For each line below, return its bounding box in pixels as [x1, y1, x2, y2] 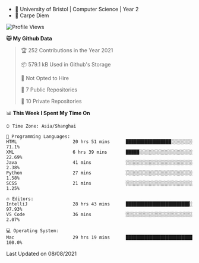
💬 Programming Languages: [6, 134, 70, 140]
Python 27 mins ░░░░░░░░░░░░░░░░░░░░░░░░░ [6, 170, 193, 176]
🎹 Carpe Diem [14, 12, 49, 19]
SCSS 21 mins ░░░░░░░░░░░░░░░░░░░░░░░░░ [6, 180, 193, 186]
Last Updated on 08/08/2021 [6, 250, 77, 257]
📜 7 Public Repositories [20, 86, 78, 93]
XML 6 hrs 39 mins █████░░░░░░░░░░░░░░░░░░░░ [6, 149, 193, 155]
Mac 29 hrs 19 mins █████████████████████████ [6, 235, 193, 240]
